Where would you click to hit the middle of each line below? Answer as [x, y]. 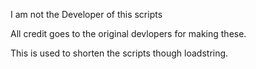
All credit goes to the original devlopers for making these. [128, 33]
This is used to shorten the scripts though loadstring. [119, 53]
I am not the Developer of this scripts [86, 14]
